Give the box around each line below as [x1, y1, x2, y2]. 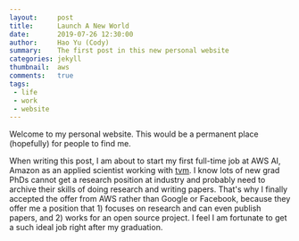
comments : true [9, 71, 74, 80]
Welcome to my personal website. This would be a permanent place [9, 129, 259, 139]
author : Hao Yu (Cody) [9, 37, 110, 47]
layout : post [9, 12, 74, 22]
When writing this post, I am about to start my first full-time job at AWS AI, [9, 155, 281, 166]
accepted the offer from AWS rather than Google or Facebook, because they [9, 194, 291, 204]
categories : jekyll [9, 54, 82, 63]
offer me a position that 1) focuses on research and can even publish [9, 203, 262, 214]
